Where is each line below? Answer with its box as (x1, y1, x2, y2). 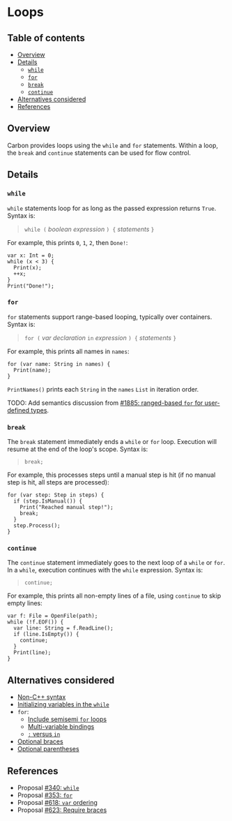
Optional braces (17, 737, 64, 746)
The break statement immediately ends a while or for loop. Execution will (7, 438, 217, 446)
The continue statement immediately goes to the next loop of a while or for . (7, 559, 225, 567)
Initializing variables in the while (17, 700, 109, 709)
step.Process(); (13, 522, 61, 529)
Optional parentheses (17, 745, 79, 753)
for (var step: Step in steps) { (7, 491, 105, 499)
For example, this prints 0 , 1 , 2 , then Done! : (7, 238, 128, 246)
